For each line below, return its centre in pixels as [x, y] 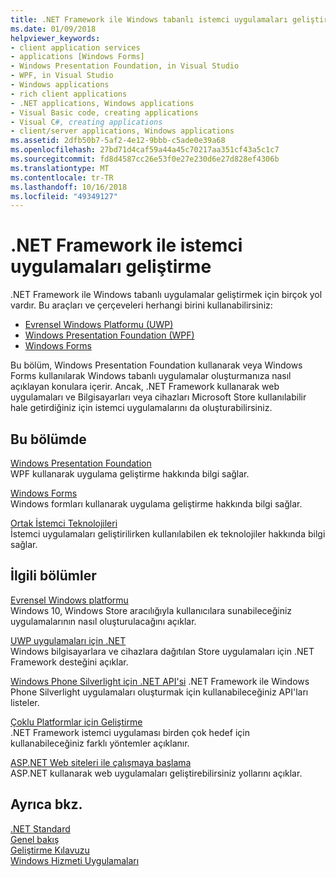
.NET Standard [40, 828]
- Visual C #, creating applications [86, 122]
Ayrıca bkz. [46, 804]
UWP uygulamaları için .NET [68, 640]
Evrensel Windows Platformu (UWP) [99, 325]
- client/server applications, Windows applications [122, 131]
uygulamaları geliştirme [111, 267]
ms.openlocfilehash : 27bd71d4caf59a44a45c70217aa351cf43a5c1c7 [145, 150]
